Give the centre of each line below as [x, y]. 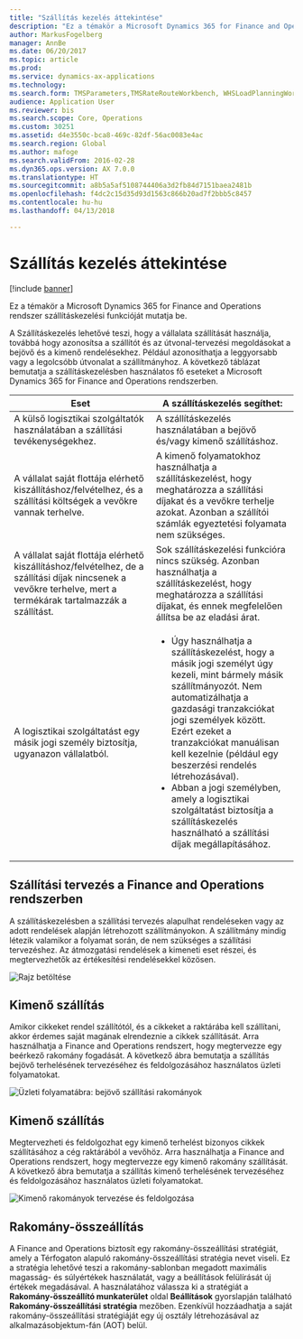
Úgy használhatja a [211, 640]
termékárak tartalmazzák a [71, 600]
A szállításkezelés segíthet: [222, 403]
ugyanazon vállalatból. [61, 753]
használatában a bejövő [207, 430]
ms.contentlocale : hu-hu [56, 203]
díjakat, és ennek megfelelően [220, 606]
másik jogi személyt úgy [222, 663]
